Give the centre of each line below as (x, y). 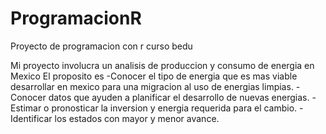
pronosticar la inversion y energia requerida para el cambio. (174, 108)
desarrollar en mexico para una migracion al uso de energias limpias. (152, 86)
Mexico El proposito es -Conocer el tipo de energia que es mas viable (154, 76)
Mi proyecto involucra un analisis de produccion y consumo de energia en (162, 65)
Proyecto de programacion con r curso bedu (101, 46)
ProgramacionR (76, 18)
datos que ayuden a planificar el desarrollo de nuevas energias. (179, 97)
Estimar (26, 108)
